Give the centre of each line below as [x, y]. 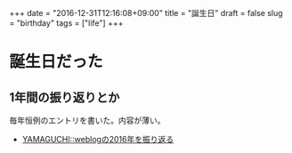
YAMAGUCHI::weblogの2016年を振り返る [98, 139]
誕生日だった [57, 62]
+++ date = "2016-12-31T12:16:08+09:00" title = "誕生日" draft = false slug [146, 13]
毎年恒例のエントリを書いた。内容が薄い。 [87, 120]
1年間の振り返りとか [65, 97]
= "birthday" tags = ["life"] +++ [66, 23]
